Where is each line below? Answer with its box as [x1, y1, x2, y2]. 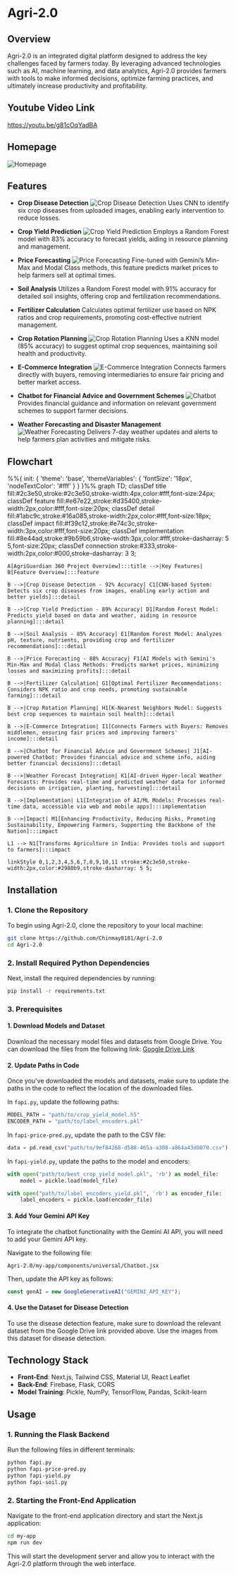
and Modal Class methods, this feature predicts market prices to [31, 263, 218, 272]
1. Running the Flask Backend [7, 1429, 110, 1439]
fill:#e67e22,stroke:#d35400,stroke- [56, 497, 163, 505]
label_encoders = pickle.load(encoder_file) [20, 1196, 153, 1204]
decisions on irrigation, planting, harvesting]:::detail [7, 785, 181, 792]
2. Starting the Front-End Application [7, 1495, 137, 1505]
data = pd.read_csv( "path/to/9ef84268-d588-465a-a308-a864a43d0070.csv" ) [7, 1144, 229, 1151]
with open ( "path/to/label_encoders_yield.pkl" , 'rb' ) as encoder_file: [7, 1190, 222, 1197]
